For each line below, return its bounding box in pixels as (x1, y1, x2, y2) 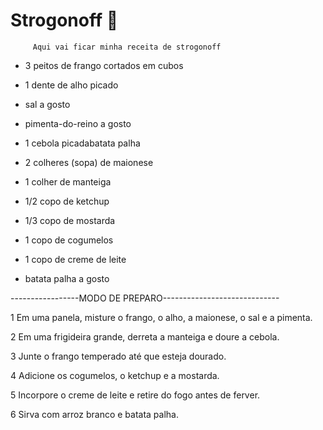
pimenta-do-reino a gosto (24, 117, 132, 129)
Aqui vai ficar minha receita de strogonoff (32, 42, 222, 52)
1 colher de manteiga (24, 175, 112, 188)
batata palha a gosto (24, 272, 110, 284)
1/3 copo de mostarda (24, 214, 116, 226)
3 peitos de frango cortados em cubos (24, 59, 184, 71)
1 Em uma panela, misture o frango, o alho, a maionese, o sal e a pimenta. (10, 311, 313, 323)
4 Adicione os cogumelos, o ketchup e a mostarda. (10, 369, 220, 381)
